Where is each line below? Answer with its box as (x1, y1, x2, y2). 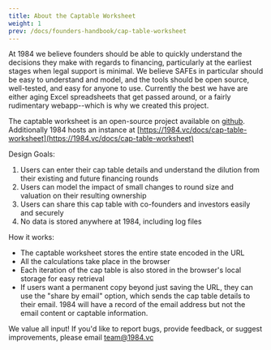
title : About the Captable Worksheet (8, 11, 136, 20)
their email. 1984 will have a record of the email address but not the (19, 300, 246, 309)
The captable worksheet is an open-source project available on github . (8, 117, 246, 126)
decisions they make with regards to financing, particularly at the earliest (8, 58, 252, 67)
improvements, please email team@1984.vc (8, 333, 154, 343)
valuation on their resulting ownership (19, 191, 147, 201)
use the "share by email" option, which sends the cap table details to (19, 291, 251, 301)
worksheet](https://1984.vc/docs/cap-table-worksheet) (8, 134, 195, 143)
